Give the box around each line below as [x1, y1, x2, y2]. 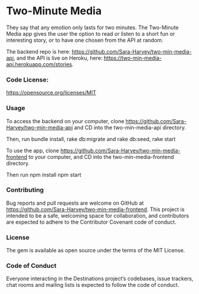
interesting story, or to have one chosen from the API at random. [6, 36, 163, 43]
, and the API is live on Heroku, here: [13, 54, 103, 61]
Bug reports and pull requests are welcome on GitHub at [6, 199, 144, 207]
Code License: [6, 76, 49, 84]
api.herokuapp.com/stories [6, 61, 72, 68]
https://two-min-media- [103, 54, 162, 61]
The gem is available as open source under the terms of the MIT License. [6, 247, 185, 254]
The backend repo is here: [6, 48, 71, 55]
